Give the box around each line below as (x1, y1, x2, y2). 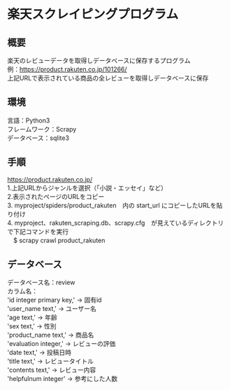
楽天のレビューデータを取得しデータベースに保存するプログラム (7, 57, 191, 64)
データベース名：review (7, 278, 76, 287)
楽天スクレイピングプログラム (7, 6, 179, 22)
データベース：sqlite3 (7, 134, 70, 142)
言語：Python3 (7, 116, 50, 125)
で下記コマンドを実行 (7, 227, 69, 235)
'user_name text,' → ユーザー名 (7, 305, 96, 313)
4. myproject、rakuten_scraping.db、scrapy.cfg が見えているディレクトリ (7, 218, 224, 227)
